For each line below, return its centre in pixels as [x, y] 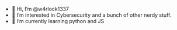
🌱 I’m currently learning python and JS [58, 21]
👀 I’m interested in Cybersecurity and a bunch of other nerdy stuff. [91, 15]
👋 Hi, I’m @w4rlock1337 [40, 9]
